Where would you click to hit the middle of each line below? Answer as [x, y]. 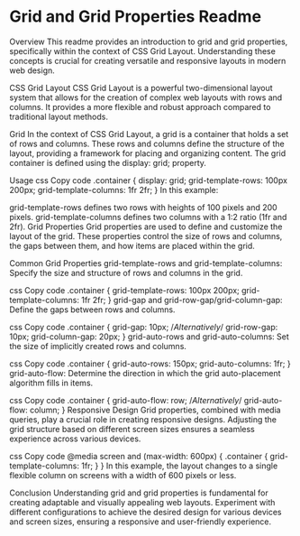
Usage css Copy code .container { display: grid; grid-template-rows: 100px [149, 180]
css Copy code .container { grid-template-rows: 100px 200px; [125, 290]
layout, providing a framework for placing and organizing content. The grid [148, 153]
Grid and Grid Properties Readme [136, 17]
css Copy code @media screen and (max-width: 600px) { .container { [139, 456]
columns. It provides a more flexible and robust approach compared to [140, 106]
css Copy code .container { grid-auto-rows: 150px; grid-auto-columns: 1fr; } [150, 364]
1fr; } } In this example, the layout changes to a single [179, 466]
